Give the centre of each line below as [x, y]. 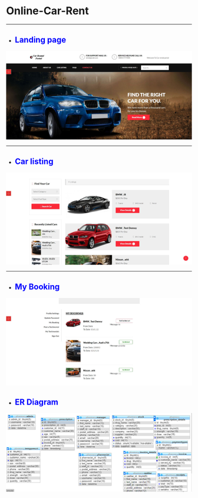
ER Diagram [37, 402]
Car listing [34, 162]
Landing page [40, 40]
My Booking [37, 287]
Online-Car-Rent [48, 11]
